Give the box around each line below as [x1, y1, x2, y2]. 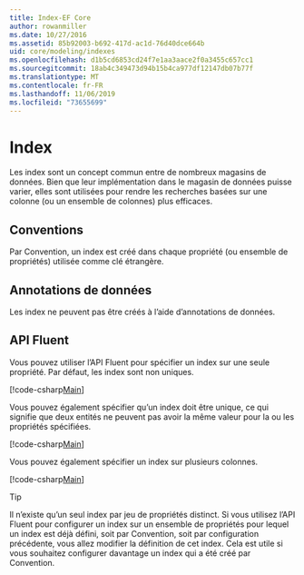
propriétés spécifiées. [9, 421, 92, 431]
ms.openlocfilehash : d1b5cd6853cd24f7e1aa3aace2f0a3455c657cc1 [9, 55, 254, 64]
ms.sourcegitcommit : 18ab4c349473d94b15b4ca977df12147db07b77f [9, 64, 254, 74]
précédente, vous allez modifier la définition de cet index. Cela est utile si [9, 538, 283, 549]
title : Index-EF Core [9, 13, 92, 23]
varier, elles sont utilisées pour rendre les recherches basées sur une [9, 186, 268, 197]
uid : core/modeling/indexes [9, 47, 116, 56]
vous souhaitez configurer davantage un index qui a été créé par [9, 547, 251, 559]
